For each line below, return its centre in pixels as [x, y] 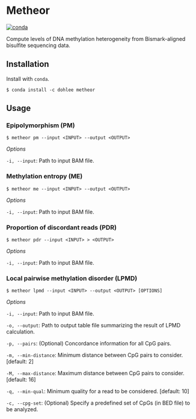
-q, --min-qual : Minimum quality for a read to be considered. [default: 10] [98, 391]
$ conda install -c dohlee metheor [51, 90]
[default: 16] [21, 380]
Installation [28, 64]
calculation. [20, 332]
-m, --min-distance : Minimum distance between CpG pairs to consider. [95, 355]
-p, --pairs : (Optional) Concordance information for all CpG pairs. [89, 344]
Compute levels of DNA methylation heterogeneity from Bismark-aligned [96, 39]
